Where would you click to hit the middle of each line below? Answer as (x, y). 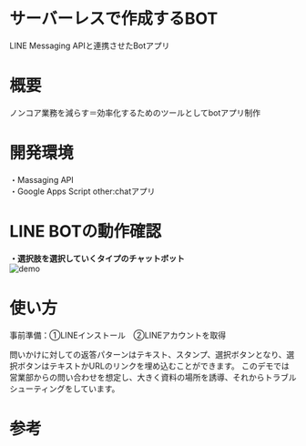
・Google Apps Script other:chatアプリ (82, 191)
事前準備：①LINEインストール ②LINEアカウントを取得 (117, 335)
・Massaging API (42, 179)
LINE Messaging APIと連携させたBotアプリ (90, 46)
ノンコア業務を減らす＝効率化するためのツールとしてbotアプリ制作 (135, 112)
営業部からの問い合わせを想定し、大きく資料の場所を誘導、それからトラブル (153, 377)
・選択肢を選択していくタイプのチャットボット (97, 258)
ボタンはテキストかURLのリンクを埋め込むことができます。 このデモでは (153, 366)
